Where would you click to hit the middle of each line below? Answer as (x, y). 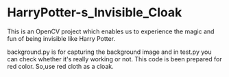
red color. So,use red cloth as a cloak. (61, 66)
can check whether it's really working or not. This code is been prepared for (114, 59)
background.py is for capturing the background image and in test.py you (109, 52)
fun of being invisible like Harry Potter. (61, 38)
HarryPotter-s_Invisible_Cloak (95, 13)
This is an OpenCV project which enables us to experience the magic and (111, 31)
